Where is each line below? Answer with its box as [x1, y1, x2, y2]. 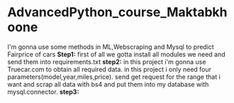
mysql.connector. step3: [7, 87, 79, 96]
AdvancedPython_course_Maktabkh [7, 4, 228, 20]
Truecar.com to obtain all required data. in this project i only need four [7, 65, 211, 73]
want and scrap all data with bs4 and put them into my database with [7, 80, 209, 88]
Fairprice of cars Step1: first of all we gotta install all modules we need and [7, 50, 225, 59]
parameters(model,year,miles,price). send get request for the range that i [7, 72, 221, 81]
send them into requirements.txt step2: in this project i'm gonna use [7, 57, 206, 66]
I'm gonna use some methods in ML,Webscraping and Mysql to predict [7, 42, 214, 51]
